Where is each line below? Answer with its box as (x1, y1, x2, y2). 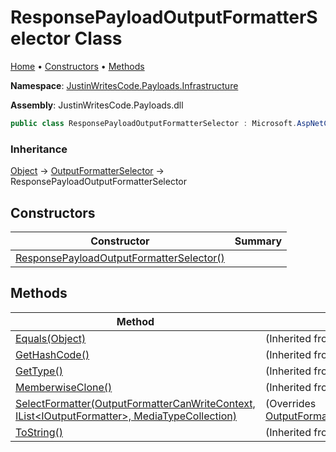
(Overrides (264, 396, 317, 410)
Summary (234, 234, 283, 248)
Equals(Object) (15, 331, 87, 345)
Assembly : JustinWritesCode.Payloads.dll (10, 99, 184, 111)
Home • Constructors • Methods (10, 60, 145, 72)
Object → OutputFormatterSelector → (10, 165, 165, 177)
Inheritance (10, 142, 68, 156)
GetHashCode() (15, 347, 90, 361)
